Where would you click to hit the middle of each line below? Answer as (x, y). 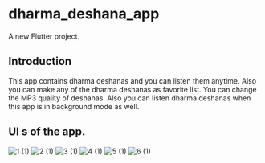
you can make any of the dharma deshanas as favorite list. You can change (132, 89)
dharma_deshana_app (84, 14)
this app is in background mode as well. (74, 106)
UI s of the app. (47, 132)
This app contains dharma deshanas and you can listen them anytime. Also (132, 80)
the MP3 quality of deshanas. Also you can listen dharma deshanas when (130, 98)
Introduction (40, 61)
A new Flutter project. (44, 36)
